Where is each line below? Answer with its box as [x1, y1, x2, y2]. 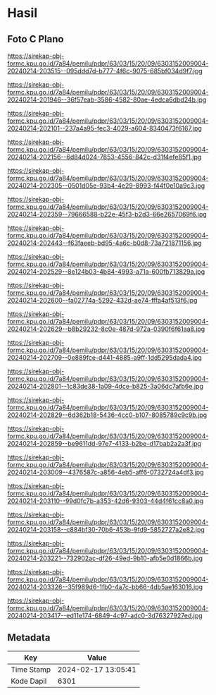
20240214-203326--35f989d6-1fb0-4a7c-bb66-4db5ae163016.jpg [7, 583, 203, 591]
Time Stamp [11, 665, 51, 675]
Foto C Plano [7, 33, 64, 45]
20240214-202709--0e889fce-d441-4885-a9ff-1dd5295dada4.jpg [7, 353, 202, 361]
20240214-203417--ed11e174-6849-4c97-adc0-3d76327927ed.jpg [7, 612, 203, 620]
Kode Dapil [11, 676, 47, 686]
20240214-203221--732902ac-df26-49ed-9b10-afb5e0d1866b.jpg [7, 554, 203, 562]
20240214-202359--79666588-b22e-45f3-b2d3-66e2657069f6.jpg [7, 210, 208, 218]
